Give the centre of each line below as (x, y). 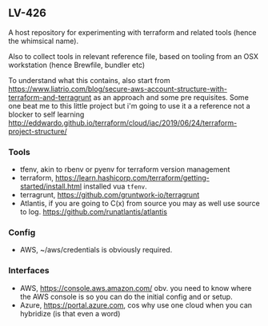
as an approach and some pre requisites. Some (171, 97)
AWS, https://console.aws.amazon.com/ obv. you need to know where (136, 288)
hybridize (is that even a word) (70, 313)
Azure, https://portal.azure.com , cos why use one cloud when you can (136, 305)
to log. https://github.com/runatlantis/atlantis (94, 212)
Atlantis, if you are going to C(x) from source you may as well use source (140, 204)
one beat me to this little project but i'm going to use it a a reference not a (129, 105)
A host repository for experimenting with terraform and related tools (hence (132, 32)
